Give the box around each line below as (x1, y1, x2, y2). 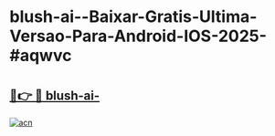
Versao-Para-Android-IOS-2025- (9, 26, 268, 47)
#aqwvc (9, 46, 72, 66)
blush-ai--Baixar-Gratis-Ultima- (9, 6, 258, 27)
